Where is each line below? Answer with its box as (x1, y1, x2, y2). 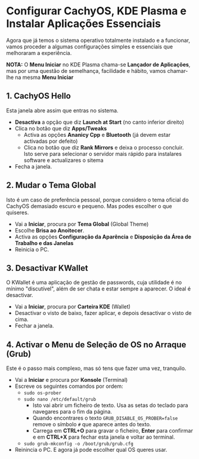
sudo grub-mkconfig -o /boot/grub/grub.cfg (23, 441, 134, 447)
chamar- (167, 67, 188, 74)
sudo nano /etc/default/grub (23, 396, 97, 403)
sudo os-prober (23, 390, 61, 396)
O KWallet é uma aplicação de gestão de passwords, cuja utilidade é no (6, 279, 182, 286)
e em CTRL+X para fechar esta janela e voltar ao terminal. (32, 433, 175, 440)
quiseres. (6, 209, 29, 216)
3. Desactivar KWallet (6, 263, 88, 273)
